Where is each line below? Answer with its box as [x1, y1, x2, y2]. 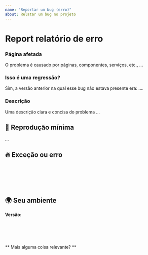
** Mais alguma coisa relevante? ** [5, 244, 76, 250]
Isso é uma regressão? [5, 74, 61, 81]
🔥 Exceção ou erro [5, 150, 63, 159]
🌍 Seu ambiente [5, 196, 57, 205]
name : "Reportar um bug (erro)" [5, 7, 72, 12]
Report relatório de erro [5, 33, 103, 44]
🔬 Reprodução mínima [5, 123, 74, 131]
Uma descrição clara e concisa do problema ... [5, 109, 100, 115]
